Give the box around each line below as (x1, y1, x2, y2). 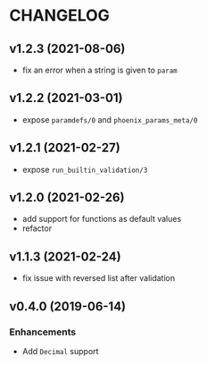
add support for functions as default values (21, 214, 182, 225)
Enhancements (9, 326, 77, 338)
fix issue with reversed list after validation (21, 273, 176, 284)
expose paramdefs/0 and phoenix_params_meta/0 (21, 114, 198, 125)
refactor (21, 223, 52, 233)
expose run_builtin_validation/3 (21, 164, 148, 174)
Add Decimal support (21, 345, 99, 356)
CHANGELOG (9, 5, 110, 26)
